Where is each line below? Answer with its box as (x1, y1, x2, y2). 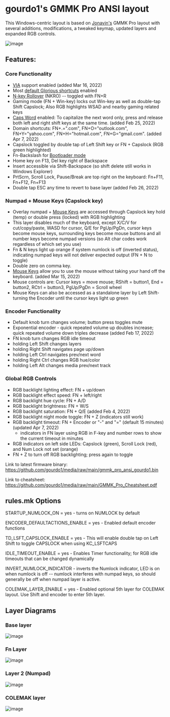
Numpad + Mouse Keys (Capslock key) (5, 197, 103, 204)
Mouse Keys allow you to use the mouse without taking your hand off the (12, 268, 165, 274)
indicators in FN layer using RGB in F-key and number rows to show (20, 430, 162, 436)
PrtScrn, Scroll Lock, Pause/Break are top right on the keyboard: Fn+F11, (12, 174, 164, 180)
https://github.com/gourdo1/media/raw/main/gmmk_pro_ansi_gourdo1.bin (5, 467, 159, 473)
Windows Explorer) (12, 168, 53, 174)
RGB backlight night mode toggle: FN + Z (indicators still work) (12, 413, 144, 419)
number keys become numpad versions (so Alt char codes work (12, 236, 147, 242)
